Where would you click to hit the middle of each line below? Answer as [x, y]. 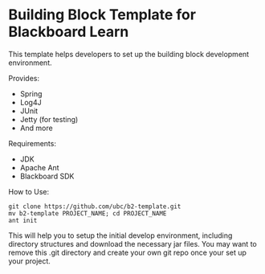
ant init [23, 220]
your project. [29, 261]
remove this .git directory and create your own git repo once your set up [128, 252]
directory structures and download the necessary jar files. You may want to [132, 243]
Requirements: [32, 143]
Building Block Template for [102, 15]
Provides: [24, 78]
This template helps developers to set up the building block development [129, 54]
